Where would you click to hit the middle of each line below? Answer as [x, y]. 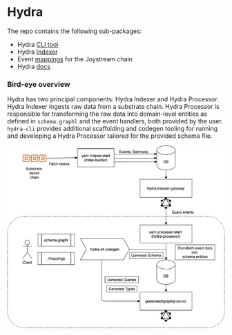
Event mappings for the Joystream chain [75, 59]
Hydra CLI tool [38, 44]
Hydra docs [33, 66]
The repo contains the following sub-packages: [75, 31]
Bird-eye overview [39, 84]
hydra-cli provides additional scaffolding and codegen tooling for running [113, 129]
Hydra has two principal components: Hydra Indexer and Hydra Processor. [113, 99]
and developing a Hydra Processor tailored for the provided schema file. [110, 136]
